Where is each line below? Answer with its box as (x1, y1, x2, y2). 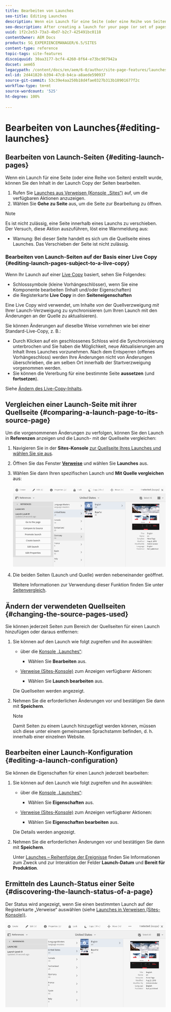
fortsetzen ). (12, 375, 39, 381)
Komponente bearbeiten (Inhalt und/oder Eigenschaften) (12, 286, 131, 292)
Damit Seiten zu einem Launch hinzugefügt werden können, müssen (12, 723, 156, 729)
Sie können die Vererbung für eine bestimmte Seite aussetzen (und (12, 370, 155, 376)
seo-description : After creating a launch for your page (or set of (5, 24, 154, 29)
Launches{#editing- (73, 122, 160, 133)
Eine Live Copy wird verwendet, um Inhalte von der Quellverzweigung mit (5, 302, 159, 308)
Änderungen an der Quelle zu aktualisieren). (5, 313, 98, 319)
